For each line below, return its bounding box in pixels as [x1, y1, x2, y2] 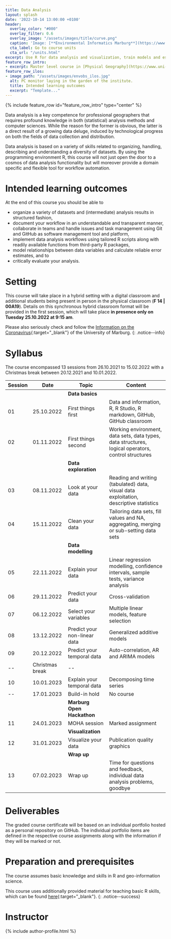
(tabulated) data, [109, 480, 149, 488]
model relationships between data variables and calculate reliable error [12, 247, 162, 253]
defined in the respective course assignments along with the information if [5, 833, 161, 839]
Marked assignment [109, 720, 157, 727]
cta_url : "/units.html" [10, 50, 60, 55]
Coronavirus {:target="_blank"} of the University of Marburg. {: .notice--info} [5, 329, 165, 336]
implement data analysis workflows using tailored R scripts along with [12, 236, 159, 242]
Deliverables [5, 805, 60, 817]
